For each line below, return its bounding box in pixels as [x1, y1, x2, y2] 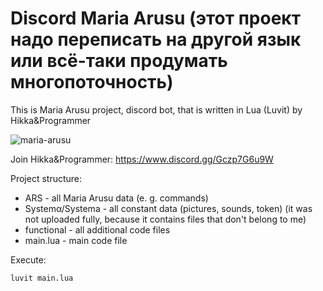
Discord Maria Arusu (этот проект [10, 7, 301, 30]
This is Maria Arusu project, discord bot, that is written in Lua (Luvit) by [10, 103, 303, 116]
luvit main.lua [10, 273, 74, 283]
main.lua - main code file [24, 234, 128, 246]
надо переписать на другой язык [10, 28, 302, 51]
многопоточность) [10, 71, 174, 94]
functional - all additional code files [24, 223, 171, 236]
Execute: [10, 253, 47, 266]
